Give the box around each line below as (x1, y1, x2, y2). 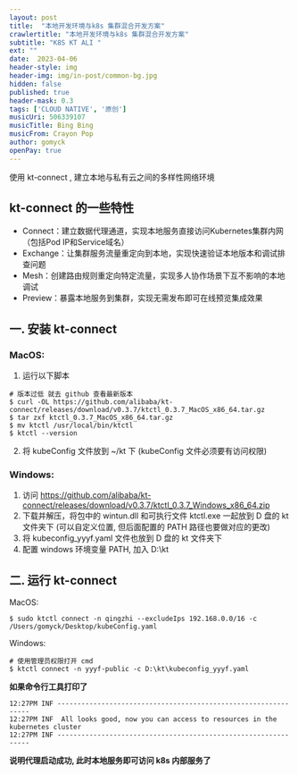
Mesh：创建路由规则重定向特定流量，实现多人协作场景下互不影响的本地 (21, 270, 286, 282)
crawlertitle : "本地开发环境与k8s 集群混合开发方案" (9, 29, 189, 38)
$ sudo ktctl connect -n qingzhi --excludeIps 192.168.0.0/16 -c (9, 614, 257, 624)
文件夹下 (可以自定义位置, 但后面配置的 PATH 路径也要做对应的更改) (21, 522, 270, 533)
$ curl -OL (9, 398, 50, 407)
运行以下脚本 (21, 370, 70, 381)
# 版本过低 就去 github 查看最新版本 (9, 390, 134, 399)
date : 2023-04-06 (9, 55, 78, 63)
